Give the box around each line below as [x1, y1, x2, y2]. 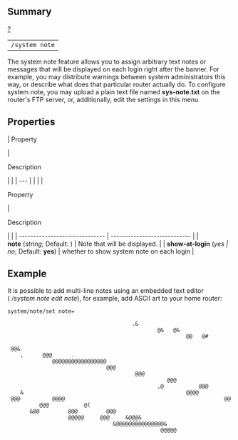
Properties [7, 116, 56, 128]
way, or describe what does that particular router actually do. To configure [7, 80, 226, 89]
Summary [7, 6, 52, 18]
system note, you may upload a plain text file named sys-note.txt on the [7, 87, 220, 96]
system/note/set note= [7, 308, 75, 315]
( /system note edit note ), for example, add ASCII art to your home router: [7, 294, 222, 303]
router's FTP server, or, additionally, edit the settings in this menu [7, 95, 199, 104]
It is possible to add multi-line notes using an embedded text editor [7, 286, 205, 295]
